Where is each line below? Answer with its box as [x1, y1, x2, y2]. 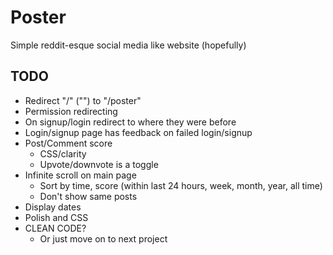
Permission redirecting [24, 105, 118, 117]
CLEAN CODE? [24, 222, 87, 234]
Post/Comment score [24, 137, 113, 149]
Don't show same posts [39, 190, 138, 202]
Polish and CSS [24, 211, 89, 223]
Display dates [24, 201, 82, 213]
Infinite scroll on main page [24, 169, 137, 181]
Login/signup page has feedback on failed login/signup [24, 126, 253, 138]
